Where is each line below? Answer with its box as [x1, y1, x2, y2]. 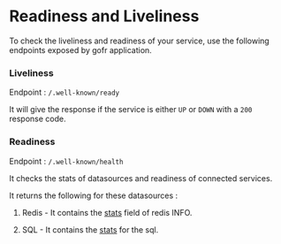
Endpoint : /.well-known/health [9, 156, 124, 166]
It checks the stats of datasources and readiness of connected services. [9, 172, 273, 183]
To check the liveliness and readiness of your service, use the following [9, 35, 270, 46]
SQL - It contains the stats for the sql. [21, 224, 159, 235]
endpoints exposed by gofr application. [9, 44, 152, 55]
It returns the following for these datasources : [9, 190, 178, 201]
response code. [9, 113, 66, 125]
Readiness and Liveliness [9, 6, 200, 27]
